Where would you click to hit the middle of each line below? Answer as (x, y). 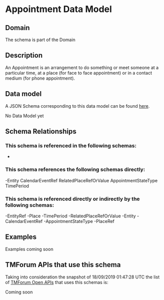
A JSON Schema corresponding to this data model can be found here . (77, 106)
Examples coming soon (29, 249)
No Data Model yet (25, 116)
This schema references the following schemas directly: (75, 170)
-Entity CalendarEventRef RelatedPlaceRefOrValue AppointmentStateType (81, 180)
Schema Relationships (41, 131)
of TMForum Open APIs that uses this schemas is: (57, 282)
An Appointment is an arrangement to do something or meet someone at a (82, 67)
